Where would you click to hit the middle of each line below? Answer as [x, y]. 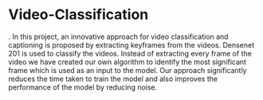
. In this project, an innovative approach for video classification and [118, 37]
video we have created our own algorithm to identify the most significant [128, 62]
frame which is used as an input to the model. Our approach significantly [128, 70]
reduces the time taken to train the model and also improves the [113, 79]
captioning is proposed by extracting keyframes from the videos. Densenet [131, 44]
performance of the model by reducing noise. [83, 87]
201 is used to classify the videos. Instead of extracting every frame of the [130, 53]
